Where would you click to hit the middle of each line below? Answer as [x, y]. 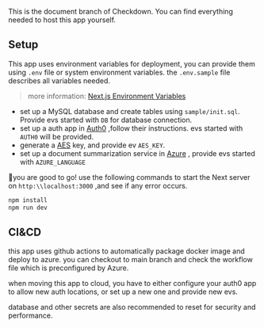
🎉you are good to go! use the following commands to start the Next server [129, 177]
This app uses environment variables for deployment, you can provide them [132, 63]
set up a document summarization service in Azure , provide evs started [138, 153]
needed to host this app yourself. [62, 20]
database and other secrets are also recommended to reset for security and [132, 307]
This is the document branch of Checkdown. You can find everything [121, 11]
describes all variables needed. [59, 80]
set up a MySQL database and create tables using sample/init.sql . [130, 111]
